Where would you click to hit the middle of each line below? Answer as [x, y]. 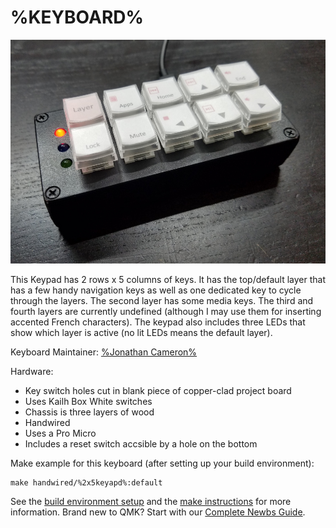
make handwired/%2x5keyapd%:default [86, 482]
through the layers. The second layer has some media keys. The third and [162, 300]
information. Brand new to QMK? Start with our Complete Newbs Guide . [158, 512]
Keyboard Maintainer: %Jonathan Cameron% [104, 352]
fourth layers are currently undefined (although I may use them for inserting [166, 311]
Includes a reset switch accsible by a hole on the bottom [141, 443]
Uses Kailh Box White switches [88, 401]
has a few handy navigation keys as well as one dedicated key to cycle [156, 290]
